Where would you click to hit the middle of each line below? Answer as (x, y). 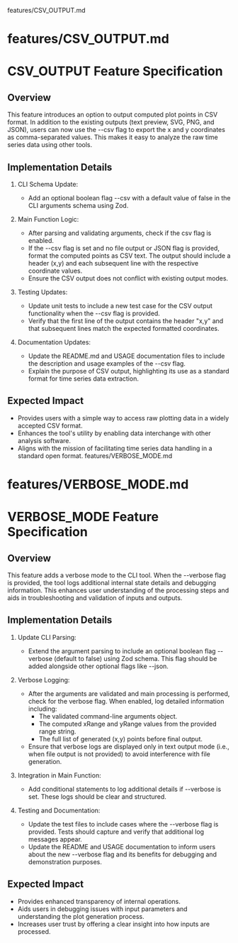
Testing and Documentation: (59, 810)
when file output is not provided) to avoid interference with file (119, 754)
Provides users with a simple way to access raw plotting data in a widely (123, 418)
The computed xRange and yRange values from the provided (128, 724)
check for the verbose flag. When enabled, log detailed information (126, 701)
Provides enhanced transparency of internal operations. (99, 901)
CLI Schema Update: (48, 184)
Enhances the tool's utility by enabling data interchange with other (114, 433)
